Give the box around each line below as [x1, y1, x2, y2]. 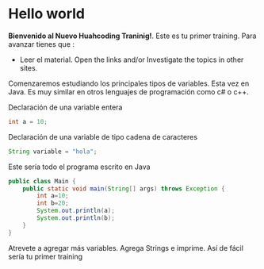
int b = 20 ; [36, 199, 69, 207]
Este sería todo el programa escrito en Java [8, 162, 151, 171]
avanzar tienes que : [8, 39, 75, 48]
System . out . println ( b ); [36, 214, 115, 222]
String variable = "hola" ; [8, 148, 98, 156]
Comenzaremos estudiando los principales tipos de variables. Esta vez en [8, 79, 250, 88]
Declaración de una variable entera [8, 102, 123, 112]
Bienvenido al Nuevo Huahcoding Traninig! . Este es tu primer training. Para [8, 31, 257, 40]
